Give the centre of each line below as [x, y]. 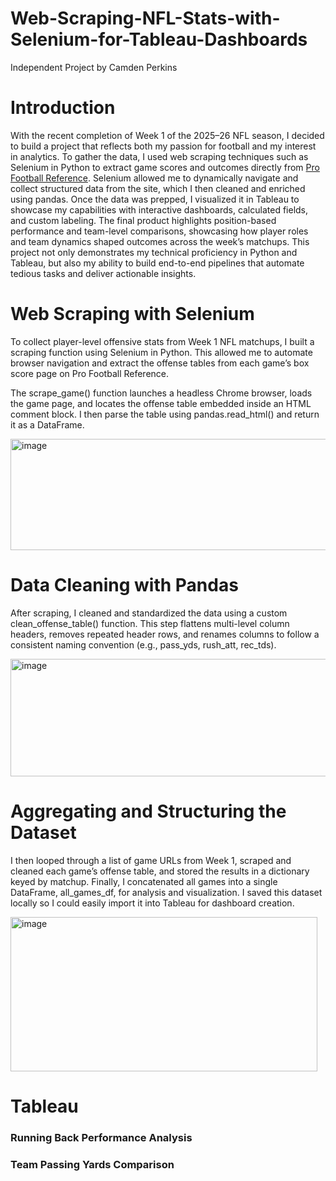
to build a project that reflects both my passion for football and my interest [163, 146]
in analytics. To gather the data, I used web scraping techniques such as [159, 156]
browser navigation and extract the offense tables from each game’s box [160, 363]
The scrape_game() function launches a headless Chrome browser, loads [161, 393]
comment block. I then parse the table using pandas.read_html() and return [165, 414]
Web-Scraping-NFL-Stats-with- [145, 18]
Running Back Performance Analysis [101, 1137]
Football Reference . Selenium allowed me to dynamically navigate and [154, 178]
